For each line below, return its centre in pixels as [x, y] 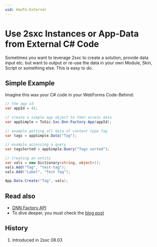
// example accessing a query [36, 145]
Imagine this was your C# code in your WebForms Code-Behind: [70, 95]
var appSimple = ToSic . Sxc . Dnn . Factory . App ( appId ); [58, 122]
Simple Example [30, 83]
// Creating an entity [28, 158]
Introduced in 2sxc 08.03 [37, 240]
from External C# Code [52, 44]
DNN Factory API [29, 208]
